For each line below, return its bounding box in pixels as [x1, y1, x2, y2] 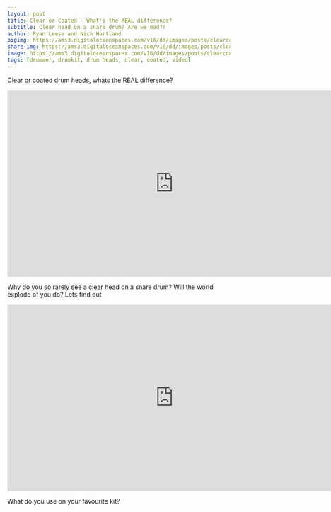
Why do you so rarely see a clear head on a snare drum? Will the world [7, 283, 214, 291]
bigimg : [7, 37, 30, 44]
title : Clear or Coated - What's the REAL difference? [7, 17, 173, 24]
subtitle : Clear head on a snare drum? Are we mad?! [7, 23, 166, 30]
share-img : [7, 43, 40, 50]
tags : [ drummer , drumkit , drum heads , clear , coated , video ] [7, 57, 192, 64]
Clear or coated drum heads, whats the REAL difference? [7, 76, 173, 84]
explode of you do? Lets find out [7, 290, 102, 298]
